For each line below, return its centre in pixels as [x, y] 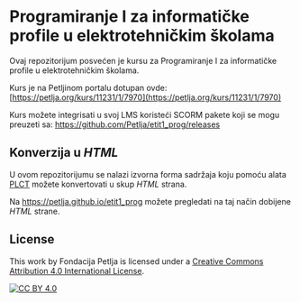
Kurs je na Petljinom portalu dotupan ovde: [88, 87]
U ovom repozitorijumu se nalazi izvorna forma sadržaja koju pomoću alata [148, 174]
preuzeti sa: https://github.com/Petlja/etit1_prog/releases [115, 124]
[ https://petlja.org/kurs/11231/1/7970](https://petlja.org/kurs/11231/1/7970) [145, 97]
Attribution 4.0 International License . [77, 270]
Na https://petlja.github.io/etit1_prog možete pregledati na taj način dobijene [150, 201]
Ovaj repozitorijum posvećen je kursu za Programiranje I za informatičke [143, 60]
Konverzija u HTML [64, 153]
